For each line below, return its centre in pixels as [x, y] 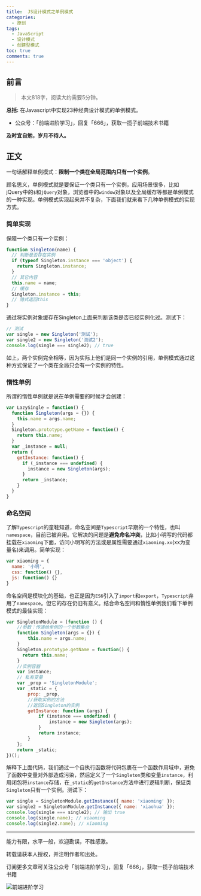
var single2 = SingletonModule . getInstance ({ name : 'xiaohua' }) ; [91, 807]
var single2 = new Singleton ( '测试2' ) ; [55, 340]
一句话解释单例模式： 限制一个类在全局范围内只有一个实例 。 [80, 172]
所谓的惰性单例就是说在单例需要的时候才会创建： [66, 396]
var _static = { [37, 689]
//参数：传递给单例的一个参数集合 [53, 627]
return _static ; [37, 750]
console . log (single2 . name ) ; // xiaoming [57, 824]
